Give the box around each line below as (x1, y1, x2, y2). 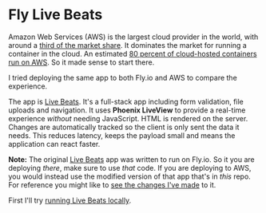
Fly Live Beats (8, 6, 103, 24)
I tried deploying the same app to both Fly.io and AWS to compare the (8, 73, 237, 82)
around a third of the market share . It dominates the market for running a (8, 40, 248, 49)
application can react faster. (8, 139, 101, 148)
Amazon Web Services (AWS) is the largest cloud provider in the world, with (8, 32, 259, 41)
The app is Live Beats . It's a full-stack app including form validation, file (8, 97, 244, 106)
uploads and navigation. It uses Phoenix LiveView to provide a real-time (8, 105, 246, 115)
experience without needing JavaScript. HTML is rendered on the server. (8, 113, 248, 123)
